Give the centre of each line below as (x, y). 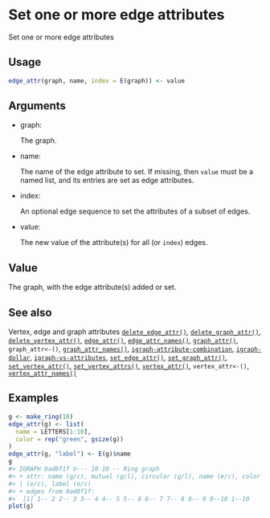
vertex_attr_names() (43, 374)
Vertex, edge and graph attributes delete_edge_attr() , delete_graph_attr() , (135, 332)
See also (30, 312)
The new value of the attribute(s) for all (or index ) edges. (114, 243)
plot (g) (21, 506)
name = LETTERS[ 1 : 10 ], (53, 431)
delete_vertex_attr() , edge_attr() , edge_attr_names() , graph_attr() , (123, 341)
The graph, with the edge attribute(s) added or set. (92, 288)
